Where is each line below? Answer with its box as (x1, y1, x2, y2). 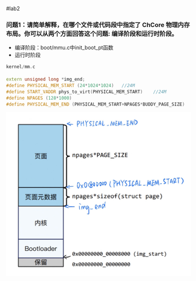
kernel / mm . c (6, 64, 35, 70)
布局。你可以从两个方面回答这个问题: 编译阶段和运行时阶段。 (6, 29, 178, 38)
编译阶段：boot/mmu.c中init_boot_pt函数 (14, 44, 114, 51)
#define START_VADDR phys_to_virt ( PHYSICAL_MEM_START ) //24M (6, 88, 167, 95)
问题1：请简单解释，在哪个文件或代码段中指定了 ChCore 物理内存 (6, 21, 190, 29)
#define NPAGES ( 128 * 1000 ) (6, 95, 72, 101)
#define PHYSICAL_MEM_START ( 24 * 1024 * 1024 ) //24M (6, 82, 135, 88)
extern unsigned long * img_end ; (6, 77, 85, 82)
